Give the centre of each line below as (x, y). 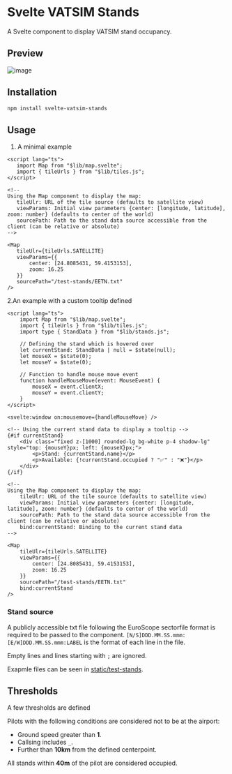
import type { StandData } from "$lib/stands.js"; (95, 332)
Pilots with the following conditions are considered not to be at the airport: (114, 721)
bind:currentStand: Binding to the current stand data (101, 528)
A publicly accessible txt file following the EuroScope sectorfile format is (111, 627)
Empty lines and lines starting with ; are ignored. (77, 655)
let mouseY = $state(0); (56, 363)
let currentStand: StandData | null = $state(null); (98, 350)
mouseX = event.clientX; (68, 387)
